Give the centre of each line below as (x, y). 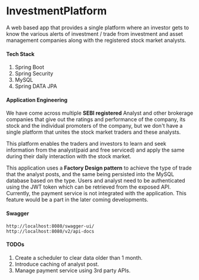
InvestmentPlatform (57, 11)
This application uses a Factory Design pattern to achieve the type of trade (99, 168)
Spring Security (34, 73)
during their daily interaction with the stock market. (69, 156)
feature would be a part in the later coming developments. (77, 200)
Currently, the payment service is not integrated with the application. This (96, 193)
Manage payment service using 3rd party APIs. (73, 270)
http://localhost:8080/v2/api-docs (50, 231)
